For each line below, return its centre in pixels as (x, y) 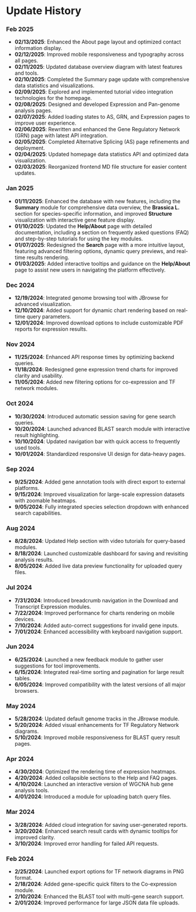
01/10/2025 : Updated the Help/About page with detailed (83, 226)
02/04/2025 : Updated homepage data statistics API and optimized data (102, 155)
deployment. (30, 148)
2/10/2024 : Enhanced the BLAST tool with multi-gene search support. (99, 897)
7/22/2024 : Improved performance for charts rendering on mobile (94, 613)
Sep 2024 (20, 469)
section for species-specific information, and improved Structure (93, 213)
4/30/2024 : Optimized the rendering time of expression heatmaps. (95, 772)
